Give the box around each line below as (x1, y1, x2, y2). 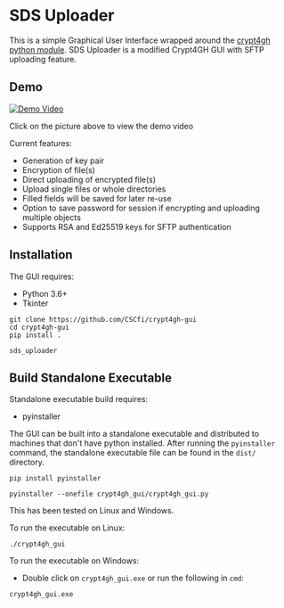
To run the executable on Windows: (9, 555, 140, 566)
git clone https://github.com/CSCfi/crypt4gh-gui (9, 315, 198, 324)
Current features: (9, 137, 73, 148)
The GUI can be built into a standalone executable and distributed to (9, 429, 260, 440)
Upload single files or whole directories (21, 184, 166, 194)
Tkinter (21, 298, 49, 308)
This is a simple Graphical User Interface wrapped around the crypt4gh (9, 35, 271, 45)
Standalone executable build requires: (9, 394, 149, 405)
